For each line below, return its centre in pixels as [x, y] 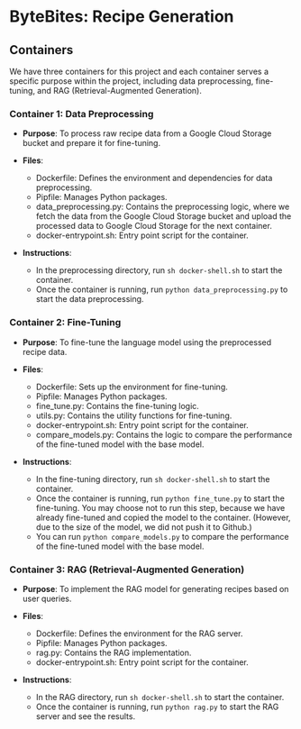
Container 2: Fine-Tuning [65, 323]
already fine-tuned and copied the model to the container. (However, [163, 517]
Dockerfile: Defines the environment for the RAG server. [139, 633]
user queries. [47, 598]
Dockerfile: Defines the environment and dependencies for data [154, 178]
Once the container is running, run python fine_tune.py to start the [160, 498]
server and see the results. [86, 716]
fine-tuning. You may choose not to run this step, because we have [160, 507]
